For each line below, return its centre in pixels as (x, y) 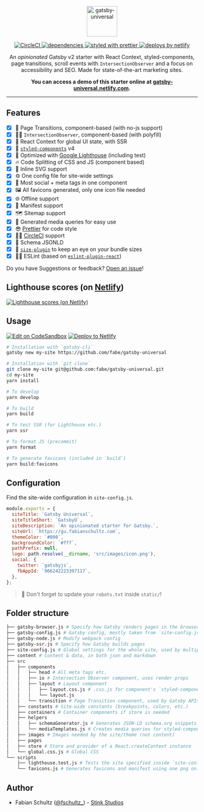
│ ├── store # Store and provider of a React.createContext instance (99, 746)
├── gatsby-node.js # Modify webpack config (63, 639)
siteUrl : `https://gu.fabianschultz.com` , (66, 531)
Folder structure (38, 613)
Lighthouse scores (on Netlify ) (65, 287)
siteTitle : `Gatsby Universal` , (53, 515)
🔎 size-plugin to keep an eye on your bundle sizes (79, 249)
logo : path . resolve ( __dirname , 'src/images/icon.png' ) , (84, 554)
